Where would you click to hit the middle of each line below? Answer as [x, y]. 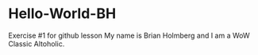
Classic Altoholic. [37, 43]
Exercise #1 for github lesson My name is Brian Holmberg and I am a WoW [129, 35]
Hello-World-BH [62, 14]
